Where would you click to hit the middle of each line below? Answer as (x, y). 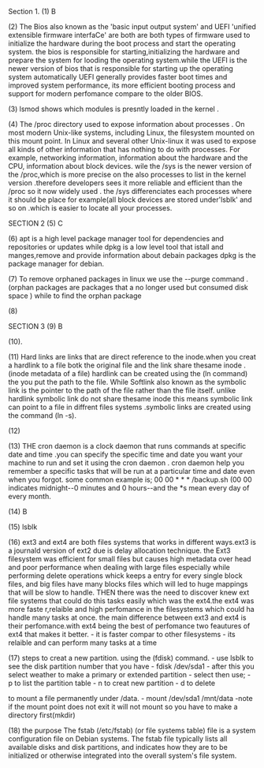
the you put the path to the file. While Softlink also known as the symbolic (127, 382)
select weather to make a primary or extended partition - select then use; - (129, 675)
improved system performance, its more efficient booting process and (122, 85)
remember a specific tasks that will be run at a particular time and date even (132, 471)
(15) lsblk (23, 527)
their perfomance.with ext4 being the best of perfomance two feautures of (129, 626)
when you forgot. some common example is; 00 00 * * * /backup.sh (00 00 (130, 479)
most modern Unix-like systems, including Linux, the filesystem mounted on (131, 132)
